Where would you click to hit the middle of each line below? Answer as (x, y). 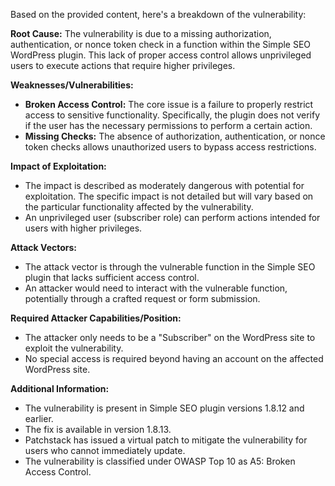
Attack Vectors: (44, 247)
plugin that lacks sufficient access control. (112, 277)
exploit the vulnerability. (74, 348)
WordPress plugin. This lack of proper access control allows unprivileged (161, 55)
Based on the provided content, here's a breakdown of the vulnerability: (158, 14)
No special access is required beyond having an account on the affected (174, 358)
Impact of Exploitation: (58, 166)
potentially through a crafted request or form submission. (142, 298)
